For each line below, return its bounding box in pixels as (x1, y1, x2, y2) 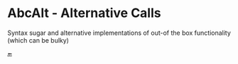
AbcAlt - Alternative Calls (7, 5, 161, 21)
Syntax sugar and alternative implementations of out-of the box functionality (7, 28, 231, 37)
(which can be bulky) (7, 36, 70, 44)
